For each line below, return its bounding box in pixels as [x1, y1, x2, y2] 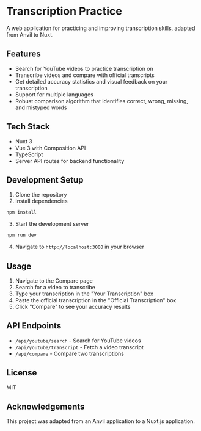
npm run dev [6, 232, 37, 239]
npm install [6, 209, 37, 215]
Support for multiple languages [15, 90, 93, 98]
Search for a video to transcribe [15, 283, 96, 291]
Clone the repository [15, 191, 67, 198]
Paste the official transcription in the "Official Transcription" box [15, 296, 177, 303]
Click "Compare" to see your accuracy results [15, 303, 131, 310]
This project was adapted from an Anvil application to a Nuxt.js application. [6, 418, 196, 425]
